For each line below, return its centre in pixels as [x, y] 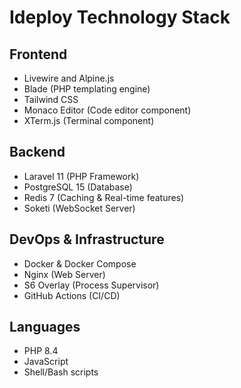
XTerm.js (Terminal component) [89, 120]
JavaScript [46, 362]
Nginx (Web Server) [64, 274]
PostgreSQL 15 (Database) [78, 187]
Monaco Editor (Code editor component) [107, 110]
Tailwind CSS [51, 99]
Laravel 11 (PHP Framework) [81, 176]
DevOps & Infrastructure [87, 239]
